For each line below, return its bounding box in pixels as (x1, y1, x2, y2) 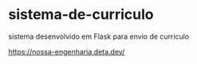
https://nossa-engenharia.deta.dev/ (8, 47, 125, 56)
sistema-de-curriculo (8, 6, 154, 24)
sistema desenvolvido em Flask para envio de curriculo (8, 32, 190, 41)
